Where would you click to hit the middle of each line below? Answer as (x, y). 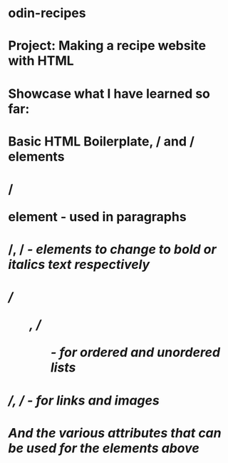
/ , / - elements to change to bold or (112, 249)
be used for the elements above (104, 448)
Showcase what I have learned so (109, 93)
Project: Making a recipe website (107, 46)
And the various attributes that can (115, 433)
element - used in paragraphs (98, 217)
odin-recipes (47, 13)
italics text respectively (79, 265)
